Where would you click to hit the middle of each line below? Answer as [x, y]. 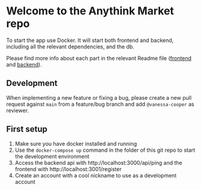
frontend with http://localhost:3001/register [68, 169]
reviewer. [17, 110]
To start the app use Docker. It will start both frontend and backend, [90, 40]
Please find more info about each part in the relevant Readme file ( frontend [99, 58]
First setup [27, 129]
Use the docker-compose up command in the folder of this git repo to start [105, 150]
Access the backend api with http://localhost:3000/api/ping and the [99, 163]
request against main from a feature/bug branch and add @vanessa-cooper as [100, 104]
